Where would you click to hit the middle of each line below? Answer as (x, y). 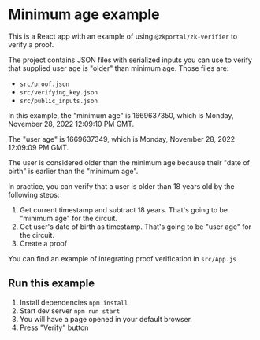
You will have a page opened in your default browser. (106, 319)
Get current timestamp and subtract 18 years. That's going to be (124, 209)
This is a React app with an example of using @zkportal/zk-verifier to (123, 36)
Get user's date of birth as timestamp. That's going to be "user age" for (136, 227)
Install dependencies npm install (74, 302)
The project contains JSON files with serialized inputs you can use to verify (130, 60)
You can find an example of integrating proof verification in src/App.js (123, 258)
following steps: (34, 194)
